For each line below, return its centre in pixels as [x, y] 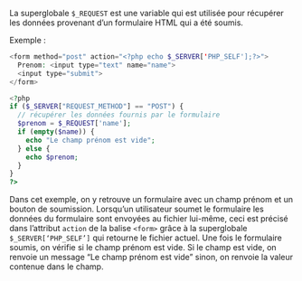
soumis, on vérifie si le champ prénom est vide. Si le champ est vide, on [143, 248]
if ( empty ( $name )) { [56, 132]
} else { [34, 148]
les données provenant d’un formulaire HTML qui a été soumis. [127, 23]
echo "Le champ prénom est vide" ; [90, 140]
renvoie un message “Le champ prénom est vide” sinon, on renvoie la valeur [151, 258]
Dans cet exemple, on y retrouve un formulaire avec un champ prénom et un [151, 200]
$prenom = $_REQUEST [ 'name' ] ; [74, 124]
